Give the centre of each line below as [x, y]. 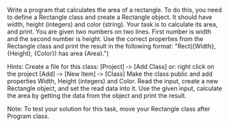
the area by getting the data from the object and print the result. [97, 96]
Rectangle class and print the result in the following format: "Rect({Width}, [112, 46]
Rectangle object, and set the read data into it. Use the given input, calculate [114, 88]
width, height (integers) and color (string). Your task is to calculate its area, [112, 24]
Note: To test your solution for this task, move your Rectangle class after [109, 109]
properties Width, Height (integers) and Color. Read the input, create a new [113, 81]
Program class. [28, 116]
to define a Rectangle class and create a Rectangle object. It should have [110, 17]
